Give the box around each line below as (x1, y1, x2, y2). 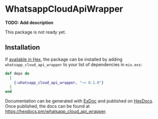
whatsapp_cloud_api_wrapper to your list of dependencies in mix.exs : (5, 61, 142, 67)
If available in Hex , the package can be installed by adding (5, 56, 123, 62)
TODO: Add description (5, 20, 54, 25)
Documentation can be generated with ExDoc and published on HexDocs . (5, 98, 154, 104)
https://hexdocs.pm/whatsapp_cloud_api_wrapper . (5, 109, 107, 115)
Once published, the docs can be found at (5, 103, 90, 109)
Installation (5, 43, 40, 52)
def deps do (5, 71, 29, 76)
